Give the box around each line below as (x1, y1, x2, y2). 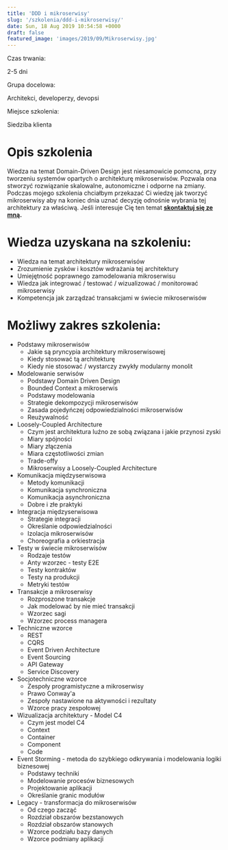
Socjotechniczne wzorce (16, 675, 87, 683)
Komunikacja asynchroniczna (27, 493, 111, 501)
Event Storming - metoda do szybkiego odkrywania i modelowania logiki (16, 754, 221, 763)
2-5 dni (7, 68, 28, 76)
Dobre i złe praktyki (27, 500, 83, 508)
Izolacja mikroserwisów (27, 529, 94, 537)
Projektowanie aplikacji (27, 784, 92, 792)
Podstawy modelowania (27, 391, 95, 399)
